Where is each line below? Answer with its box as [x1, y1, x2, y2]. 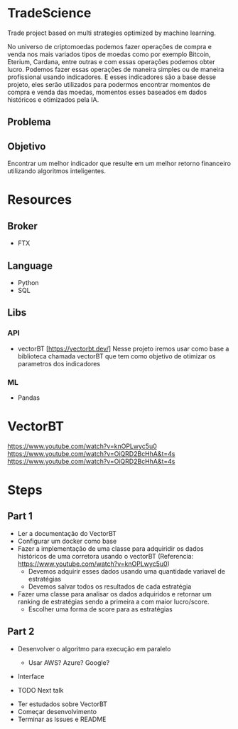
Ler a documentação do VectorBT [17, 529, 117, 537]
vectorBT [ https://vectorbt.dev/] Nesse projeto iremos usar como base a [17, 344, 229, 353]
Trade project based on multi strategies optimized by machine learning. [7, 29, 217, 37]
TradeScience [7, 5, 92, 21]
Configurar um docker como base [17, 537, 117, 545]
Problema [7, 116, 51, 128]
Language [7, 259, 53, 272]
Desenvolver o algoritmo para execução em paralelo [17, 644, 171, 653]
